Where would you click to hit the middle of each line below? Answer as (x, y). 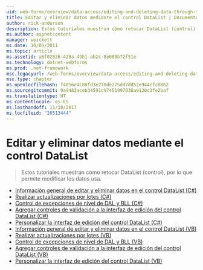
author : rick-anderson (35, 23)
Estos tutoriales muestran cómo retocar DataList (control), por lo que (106, 172)
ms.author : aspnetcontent (39, 34)
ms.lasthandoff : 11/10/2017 (42, 107)
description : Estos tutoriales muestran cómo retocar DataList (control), (102, 29)
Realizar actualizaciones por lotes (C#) (63, 197)
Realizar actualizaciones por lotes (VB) (63, 236)
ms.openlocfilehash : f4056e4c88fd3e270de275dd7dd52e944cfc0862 (88, 85)
